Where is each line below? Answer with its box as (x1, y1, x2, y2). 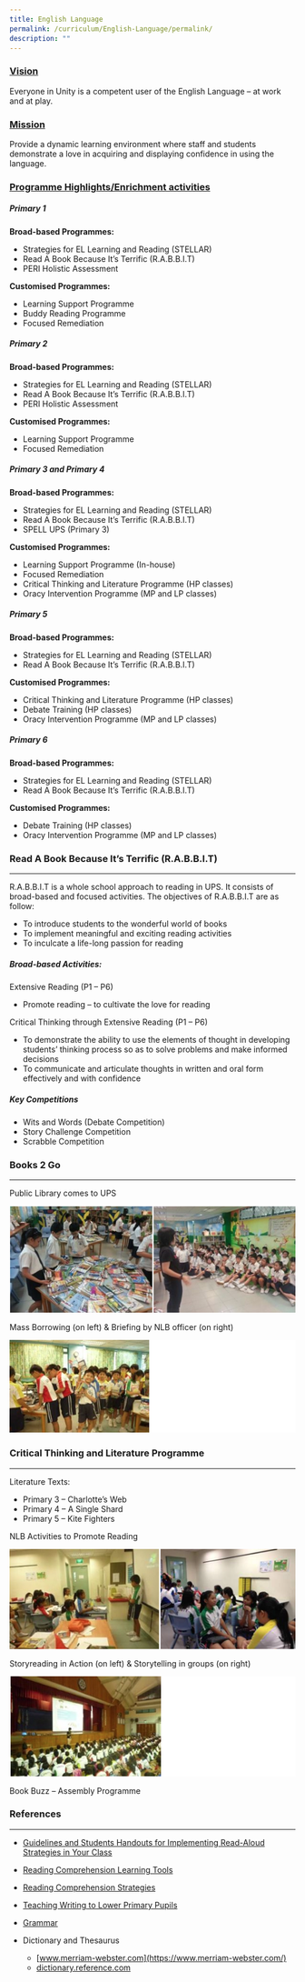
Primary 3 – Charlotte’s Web (22, 1494, 127, 1505)
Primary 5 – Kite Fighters (22, 1513, 115, 1524)
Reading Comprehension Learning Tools (22, 1864, 173, 1875)
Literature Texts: (9, 1476, 71, 1486)
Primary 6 (9, 735, 48, 746)
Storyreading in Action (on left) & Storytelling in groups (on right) (9, 1657, 251, 1668)
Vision (9, 65, 39, 77)
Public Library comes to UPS (9, 1187, 117, 1199)
